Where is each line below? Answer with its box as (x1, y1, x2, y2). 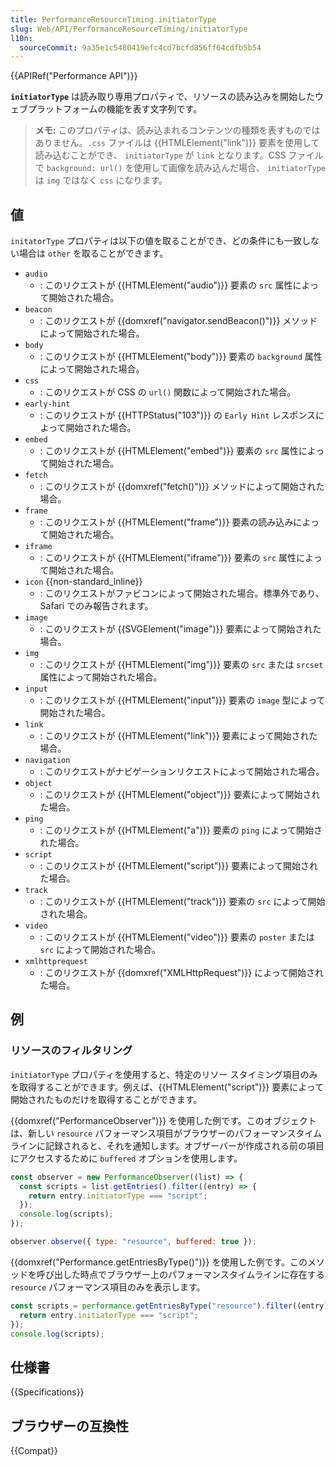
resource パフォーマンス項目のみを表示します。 (10, 1281, 206, 1293)
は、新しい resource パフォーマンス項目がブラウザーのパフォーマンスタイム (10, 1127, 323, 1139)
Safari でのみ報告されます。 (39, 600, 154, 612)
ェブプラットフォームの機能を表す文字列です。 (10, 103, 203, 115)
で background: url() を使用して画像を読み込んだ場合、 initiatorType (34, 162, 326, 174)
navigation (24, 756, 71, 766)
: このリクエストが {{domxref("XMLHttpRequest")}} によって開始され (39, 967, 325, 979)
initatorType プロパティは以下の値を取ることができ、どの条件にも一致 (10, 235, 303, 247)
